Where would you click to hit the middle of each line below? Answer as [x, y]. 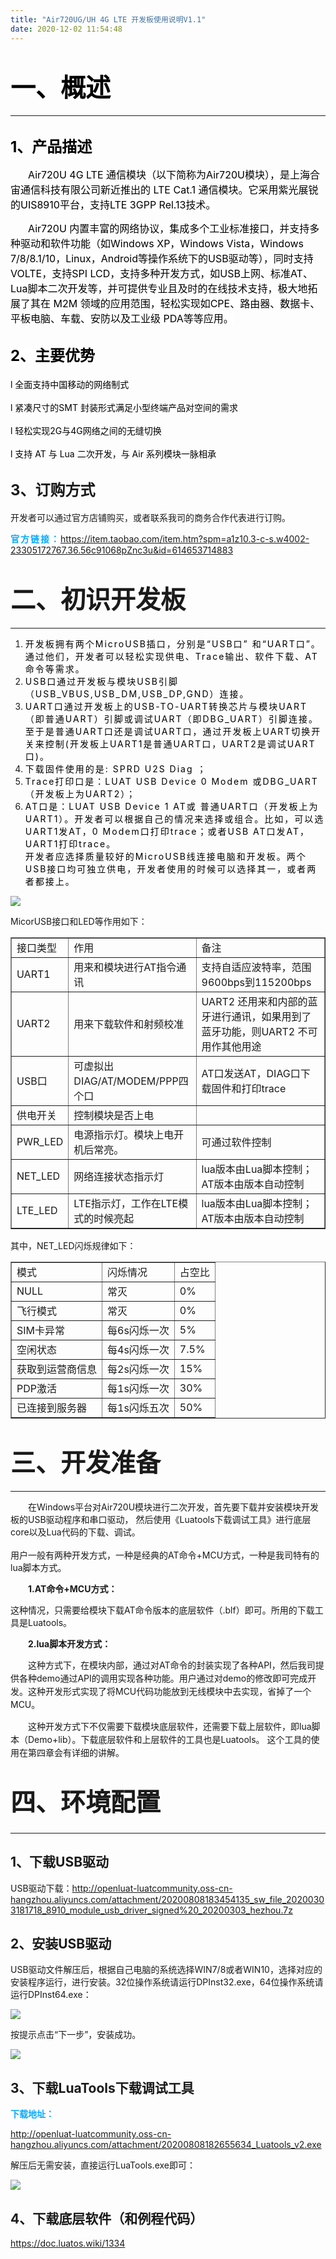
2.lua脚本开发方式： [70, 1643]
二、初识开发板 [98, 600]
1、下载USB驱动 [60, 1862]
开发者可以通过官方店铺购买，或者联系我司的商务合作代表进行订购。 [150, 517]
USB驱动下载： [41, 1888]
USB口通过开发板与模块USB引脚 [101, 681]
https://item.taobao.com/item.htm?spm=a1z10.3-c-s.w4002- [185, 538]
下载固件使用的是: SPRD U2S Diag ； [116, 768]
